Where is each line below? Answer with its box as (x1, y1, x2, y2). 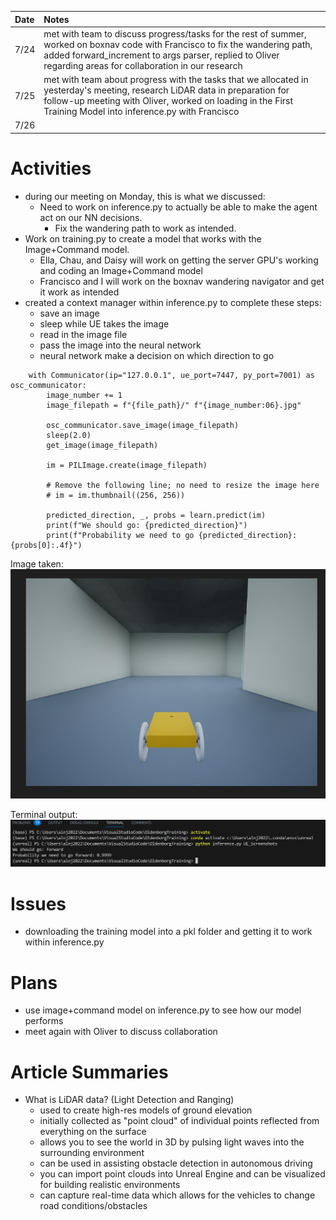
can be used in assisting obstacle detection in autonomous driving (39, 1157, 313, 1170)
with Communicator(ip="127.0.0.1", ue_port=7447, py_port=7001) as (28, 370, 315, 380)
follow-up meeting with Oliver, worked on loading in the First (43, 95, 294, 106)
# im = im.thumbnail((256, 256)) (46, 490, 186, 500)
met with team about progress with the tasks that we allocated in (43, 74, 309, 85)
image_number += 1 (46, 390, 123, 400)
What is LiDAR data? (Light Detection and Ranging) (24, 1094, 235, 1106)
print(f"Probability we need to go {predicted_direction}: (46, 530, 298, 540)
